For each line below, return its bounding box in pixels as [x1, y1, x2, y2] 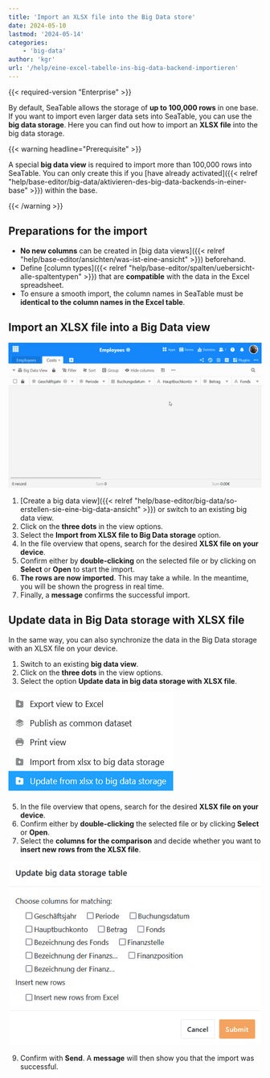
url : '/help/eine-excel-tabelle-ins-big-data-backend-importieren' [8, 65, 239, 73]
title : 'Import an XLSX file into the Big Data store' [8, 13, 196, 21]
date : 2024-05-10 [8, 21, 67, 30]
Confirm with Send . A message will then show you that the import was [19, 1053, 255, 1063]
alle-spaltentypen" [19, 271, 82, 281]
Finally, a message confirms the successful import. [19, 589, 190, 600]
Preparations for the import [8, 224, 148, 238]
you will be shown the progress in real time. [19, 581, 165, 591]
